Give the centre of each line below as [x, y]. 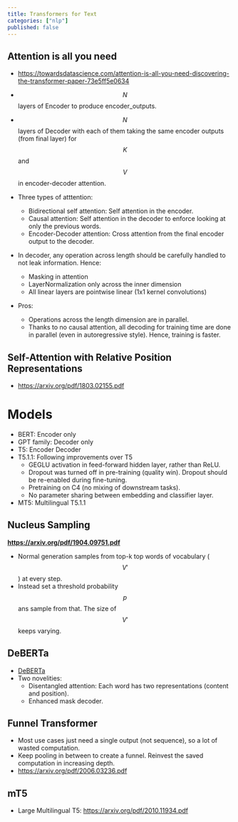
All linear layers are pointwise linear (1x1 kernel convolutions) [118, 292]
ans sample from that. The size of [67, 608]
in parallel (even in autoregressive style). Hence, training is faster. [124, 335]
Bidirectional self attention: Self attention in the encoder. [111, 211]
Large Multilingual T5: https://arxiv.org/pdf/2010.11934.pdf [103, 811]
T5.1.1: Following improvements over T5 [75, 457]
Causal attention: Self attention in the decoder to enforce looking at [127, 219]
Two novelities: [40, 678]
